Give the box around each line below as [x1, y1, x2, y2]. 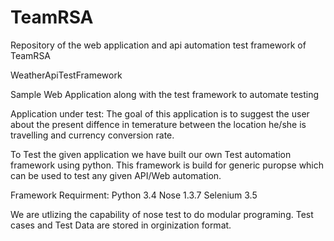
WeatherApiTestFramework [10, 69, 123, 81]
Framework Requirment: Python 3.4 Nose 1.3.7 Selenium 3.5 [10, 189, 258, 201]
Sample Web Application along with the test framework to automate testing [10, 88, 320, 100]
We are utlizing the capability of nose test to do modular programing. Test [10, 208, 314, 220]
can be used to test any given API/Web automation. [10, 169, 222, 181]
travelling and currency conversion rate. [10, 129, 175, 141]
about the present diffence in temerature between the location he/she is [10, 118, 307, 130]
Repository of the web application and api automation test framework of [10, 39, 307, 51]
